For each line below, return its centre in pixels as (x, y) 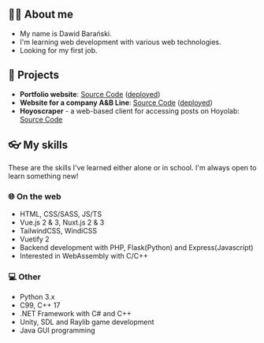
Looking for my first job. (58, 50)
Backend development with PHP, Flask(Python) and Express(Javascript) (136, 247)
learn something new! (43, 176)
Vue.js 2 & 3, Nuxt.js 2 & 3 (62, 222)
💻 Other (24, 277)
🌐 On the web (35, 196)
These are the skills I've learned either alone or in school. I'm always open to (132, 168)
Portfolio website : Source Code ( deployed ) (90, 94)
